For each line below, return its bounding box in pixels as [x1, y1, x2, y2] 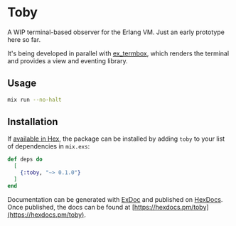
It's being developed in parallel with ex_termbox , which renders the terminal [7, 49, 230, 58]
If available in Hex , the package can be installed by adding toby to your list [7, 134, 225, 143]
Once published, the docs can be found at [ [7, 203, 135, 211]
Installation [7, 116, 58, 128]
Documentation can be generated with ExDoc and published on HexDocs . [7, 195, 223, 203]
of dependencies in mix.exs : [7, 142, 90, 151]
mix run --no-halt [7, 96, 62, 103]
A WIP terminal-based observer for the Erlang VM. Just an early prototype [7, 28, 225, 36]
